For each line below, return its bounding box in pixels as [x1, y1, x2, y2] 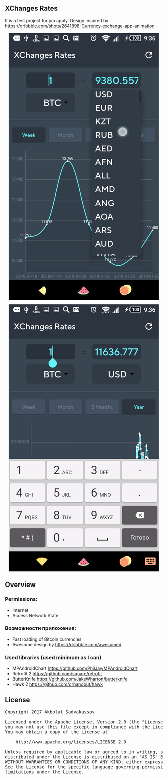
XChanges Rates [5, 4, 58, 13]
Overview [5, 580, 36, 589]
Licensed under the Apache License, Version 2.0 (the [5, 719, 140, 725]
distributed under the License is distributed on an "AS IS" [5, 754, 158, 760]
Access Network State [12, 612, 59, 618]
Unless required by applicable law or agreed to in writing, [5, 749, 158, 755]
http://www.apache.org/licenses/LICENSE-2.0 [15, 739, 126, 745]
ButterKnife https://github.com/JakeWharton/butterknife [12, 676, 128, 682]
